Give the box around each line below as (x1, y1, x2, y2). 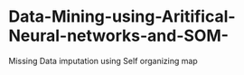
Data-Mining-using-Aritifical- (8, 6, 236, 27)
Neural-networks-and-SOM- (8, 25, 230, 46)
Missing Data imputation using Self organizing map (8, 55, 198, 66)
